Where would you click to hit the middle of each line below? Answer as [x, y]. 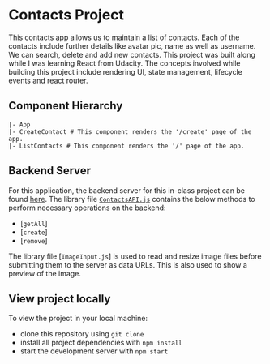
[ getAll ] [34, 223]
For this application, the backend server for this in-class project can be [127, 190]
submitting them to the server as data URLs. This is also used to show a [128, 264]
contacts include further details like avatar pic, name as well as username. [132, 45]
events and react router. [48, 80]
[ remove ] [34, 240]
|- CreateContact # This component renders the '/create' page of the [130, 131]
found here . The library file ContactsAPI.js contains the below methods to [132, 199]
